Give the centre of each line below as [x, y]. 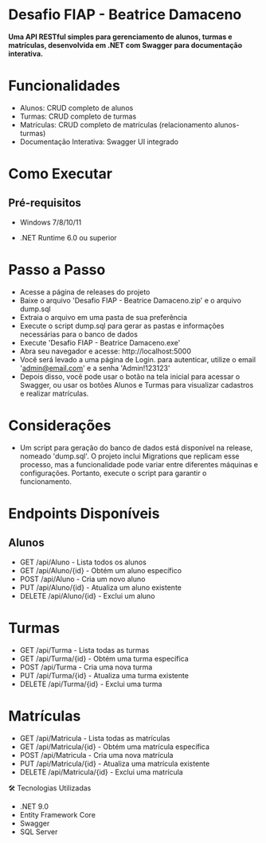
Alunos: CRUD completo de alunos [76, 107]
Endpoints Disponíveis [84, 513]
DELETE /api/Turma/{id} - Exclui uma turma [91, 684]
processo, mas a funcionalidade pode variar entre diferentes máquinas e [139, 464]
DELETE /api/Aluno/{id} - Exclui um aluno [87, 595]
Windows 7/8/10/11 [51, 222]
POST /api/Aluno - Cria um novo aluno [82, 579]
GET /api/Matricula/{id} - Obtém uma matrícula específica [114, 747]
